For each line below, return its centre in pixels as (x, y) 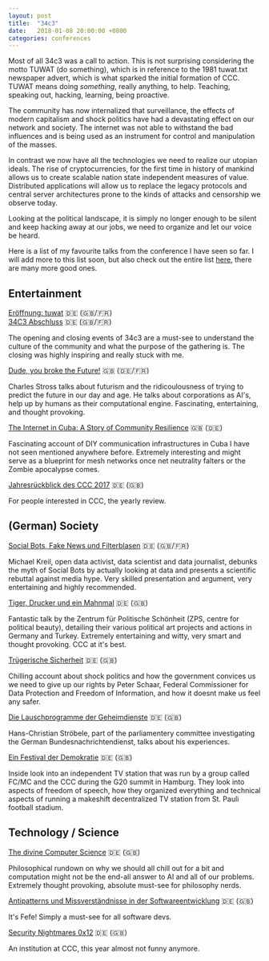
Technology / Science (64, 833)
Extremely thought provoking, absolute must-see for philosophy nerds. (125, 885)
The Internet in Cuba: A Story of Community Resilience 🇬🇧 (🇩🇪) (115, 428)
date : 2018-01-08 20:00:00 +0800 (68, 31)
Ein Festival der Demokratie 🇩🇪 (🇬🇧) (70, 757)
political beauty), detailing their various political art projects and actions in (130, 627)
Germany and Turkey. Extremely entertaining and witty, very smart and (125, 636)
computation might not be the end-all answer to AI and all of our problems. (131, 877)
